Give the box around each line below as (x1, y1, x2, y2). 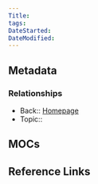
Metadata (8, 63, 57, 77)
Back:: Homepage (19, 106, 80, 115)
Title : (8, 11, 30, 20)
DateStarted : (8, 26, 52, 34)
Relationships (8, 87, 63, 98)
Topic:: (19, 114, 43, 124)
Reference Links (8, 165, 91, 178)
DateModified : (8, 34, 56, 42)
